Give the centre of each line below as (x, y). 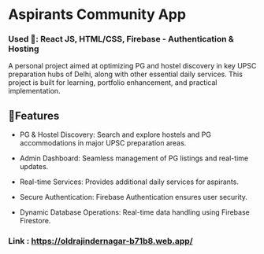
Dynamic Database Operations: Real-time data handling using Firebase (134, 212)
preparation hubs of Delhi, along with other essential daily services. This (125, 74)
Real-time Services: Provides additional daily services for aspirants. (129, 182)
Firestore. (35, 221)
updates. (34, 167)
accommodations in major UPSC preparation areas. (103, 143)
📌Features (34, 116)
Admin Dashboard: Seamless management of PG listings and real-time (134, 158)
